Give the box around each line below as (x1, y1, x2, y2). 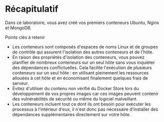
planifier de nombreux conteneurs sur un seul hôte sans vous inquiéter (12, 59, 155, 65)
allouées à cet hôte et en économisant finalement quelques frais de (12, 75, 148, 81)
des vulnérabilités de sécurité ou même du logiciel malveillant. (12, 96, 138, 101)
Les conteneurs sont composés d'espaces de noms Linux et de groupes (12, 44, 158, 49)
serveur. (12, 80, 29, 86)
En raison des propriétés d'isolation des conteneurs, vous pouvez (12, 54, 145, 60)
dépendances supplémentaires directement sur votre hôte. (12, 111, 131, 117)
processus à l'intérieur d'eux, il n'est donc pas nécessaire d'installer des (12, 106, 158, 112)
